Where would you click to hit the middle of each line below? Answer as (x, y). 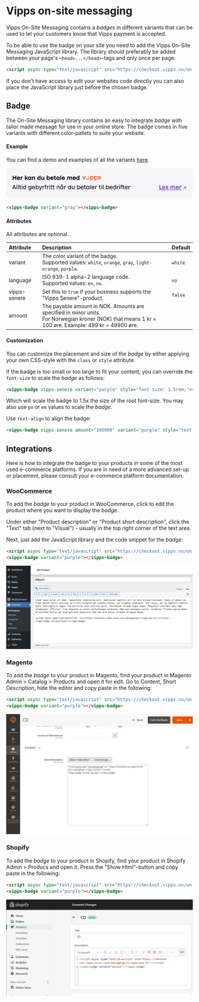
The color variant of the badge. (80, 256)
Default (181, 247)
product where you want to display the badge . (62, 510)
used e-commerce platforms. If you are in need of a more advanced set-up (98, 469)
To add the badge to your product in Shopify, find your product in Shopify (96, 860)
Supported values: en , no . (73, 283)
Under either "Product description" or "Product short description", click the (98, 522)
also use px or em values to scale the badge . (59, 407)
